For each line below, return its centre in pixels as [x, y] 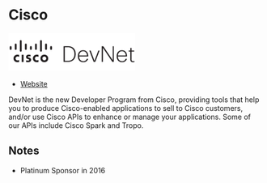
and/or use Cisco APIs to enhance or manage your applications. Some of [129, 117]
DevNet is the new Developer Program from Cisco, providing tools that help [134, 100]
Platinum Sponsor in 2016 [63, 170]
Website [34, 83]
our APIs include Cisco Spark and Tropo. [76, 125]
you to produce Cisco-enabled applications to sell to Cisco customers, [126, 108]
